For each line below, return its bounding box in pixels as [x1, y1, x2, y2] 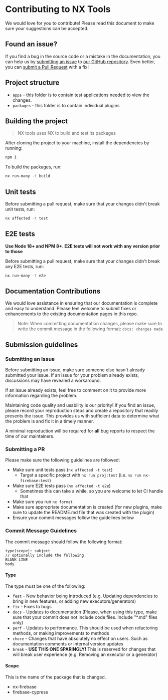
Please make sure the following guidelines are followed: [5, 457, 120, 463]
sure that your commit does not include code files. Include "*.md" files [12, 614, 158, 620]
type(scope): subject [5, 548, 51, 553]
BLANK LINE [5, 557, 28, 562]
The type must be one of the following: [5, 583, 85, 589]
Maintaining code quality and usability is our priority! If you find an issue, [5, 402, 155, 408]
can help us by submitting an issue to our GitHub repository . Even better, [5, 59, 155, 65]
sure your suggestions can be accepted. [5, 25, 89, 31]
